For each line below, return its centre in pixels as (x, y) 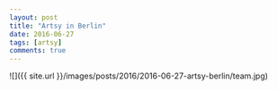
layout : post (34, 17)
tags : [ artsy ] (36, 42)
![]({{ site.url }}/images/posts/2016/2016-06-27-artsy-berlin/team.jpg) (138, 76)
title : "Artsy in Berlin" (58, 26)
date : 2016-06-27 (42, 34)
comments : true (38, 51)
